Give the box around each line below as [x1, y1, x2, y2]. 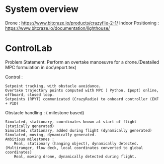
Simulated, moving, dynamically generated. [5, 132, 97, 137]
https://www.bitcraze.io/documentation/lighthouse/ [5, 25, 110, 31]
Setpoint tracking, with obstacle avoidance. [5, 83, 101, 88]
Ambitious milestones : [5, 137, 55, 142]
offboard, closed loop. [5, 92, 55, 97]
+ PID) [5, 101, 19, 106]
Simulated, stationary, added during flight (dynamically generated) [5, 128, 153, 133]
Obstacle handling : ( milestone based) [5, 109, 84, 115]
